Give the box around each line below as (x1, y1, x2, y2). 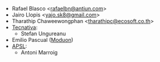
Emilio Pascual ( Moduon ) (11, 37, 73, 43)
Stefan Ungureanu (20, 30, 66, 37)
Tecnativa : (11, 24, 38, 31)
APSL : (11, 43, 27, 50)
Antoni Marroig (20, 49, 58, 56)
